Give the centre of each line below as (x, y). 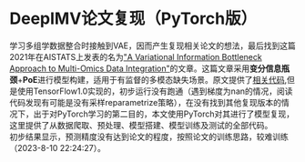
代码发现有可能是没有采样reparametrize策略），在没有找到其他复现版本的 (146, 102)
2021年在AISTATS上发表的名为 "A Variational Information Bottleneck (136, 56)
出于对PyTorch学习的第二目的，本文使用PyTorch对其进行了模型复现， (163, 114)
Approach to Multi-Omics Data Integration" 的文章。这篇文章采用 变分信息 (146, 68)
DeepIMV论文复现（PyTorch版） (133, 19)
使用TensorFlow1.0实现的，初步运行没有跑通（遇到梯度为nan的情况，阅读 (155, 91)
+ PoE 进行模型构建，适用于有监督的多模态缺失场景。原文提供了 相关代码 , (152, 79)
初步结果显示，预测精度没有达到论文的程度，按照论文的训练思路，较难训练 (149, 137)
